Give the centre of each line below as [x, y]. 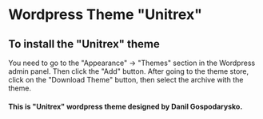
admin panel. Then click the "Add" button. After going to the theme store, [129, 71]
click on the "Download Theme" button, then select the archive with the [126, 80]
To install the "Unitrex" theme [84, 44]
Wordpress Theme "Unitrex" [105, 15]
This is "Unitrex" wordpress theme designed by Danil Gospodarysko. [126, 106]
